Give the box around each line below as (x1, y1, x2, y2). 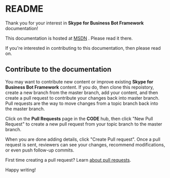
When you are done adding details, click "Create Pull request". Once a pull (5, 136, 161, 142)
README (5, 3, 44, 15)
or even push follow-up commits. (5, 147, 75, 153)
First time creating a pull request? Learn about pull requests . (5, 157, 131, 163)
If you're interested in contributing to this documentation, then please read (5, 45, 161, 51)
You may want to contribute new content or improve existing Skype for (5, 78, 154, 84)
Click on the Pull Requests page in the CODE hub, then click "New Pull (5, 115, 153, 122)
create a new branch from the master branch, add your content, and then (5, 90, 158, 96)
